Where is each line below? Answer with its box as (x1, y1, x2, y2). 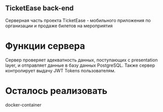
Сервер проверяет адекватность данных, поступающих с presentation (5, 57, 158, 63)
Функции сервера (5, 40, 85, 52)
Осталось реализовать (5, 85, 108, 96)
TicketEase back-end (5, 4, 74, 13)
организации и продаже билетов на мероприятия (5, 23, 113, 29)
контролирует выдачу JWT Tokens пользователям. (5, 67, 115, 73)
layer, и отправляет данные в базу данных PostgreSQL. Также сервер (5, 62, 155, 68)
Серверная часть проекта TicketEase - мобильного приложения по (5, 17, 151, 23)
